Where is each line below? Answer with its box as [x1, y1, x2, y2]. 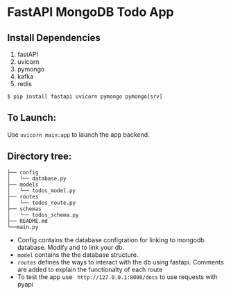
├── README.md [7, 217, 49, 224]
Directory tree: [7, 151, 72, 162]
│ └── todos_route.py [7, 199, 76, 206]
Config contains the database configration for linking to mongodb [17, 235, 205, 244]
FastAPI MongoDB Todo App [7, 4, 174, 20]
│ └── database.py [7, 175, 67, 182]
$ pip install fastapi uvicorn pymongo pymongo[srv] [7, 93, 163, 100]
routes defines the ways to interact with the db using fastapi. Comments [17, 258, 224, 266]
